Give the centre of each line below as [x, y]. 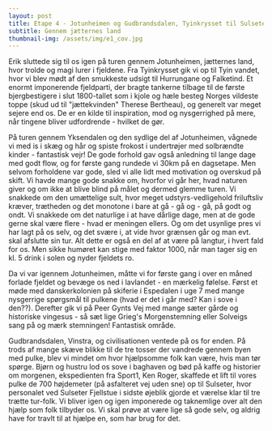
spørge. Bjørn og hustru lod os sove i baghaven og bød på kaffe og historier [135, 367]
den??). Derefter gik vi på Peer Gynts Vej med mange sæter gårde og [123, 308]
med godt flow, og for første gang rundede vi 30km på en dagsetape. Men [132, 164]
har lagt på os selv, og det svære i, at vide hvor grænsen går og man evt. [130, 233]
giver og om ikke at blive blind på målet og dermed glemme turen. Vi [122, 189]
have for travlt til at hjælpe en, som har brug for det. [94, 419]
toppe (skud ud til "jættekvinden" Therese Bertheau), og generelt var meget [135, 105]
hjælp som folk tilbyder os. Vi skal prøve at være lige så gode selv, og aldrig [134, 410]
